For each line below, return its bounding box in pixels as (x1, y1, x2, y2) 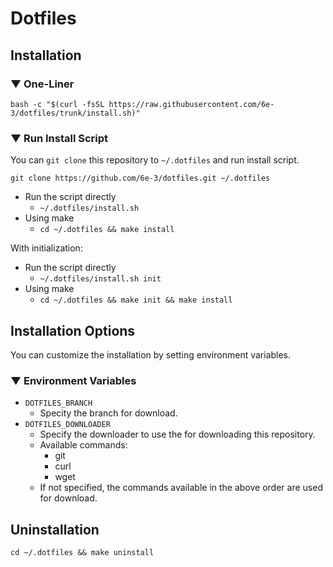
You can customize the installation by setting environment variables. (10, 348, 292, 361)
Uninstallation (10, 521, 100, 538)
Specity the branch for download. (39, 407, 178, 419)
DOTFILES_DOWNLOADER (24, 420, 111, 430)
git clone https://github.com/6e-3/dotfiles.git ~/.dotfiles (10, 173, 271, 184)
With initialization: (10, 242, 83, 254)
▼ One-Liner (10, 77, 75, 91)
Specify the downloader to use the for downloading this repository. (39, 428, 316, 441)
